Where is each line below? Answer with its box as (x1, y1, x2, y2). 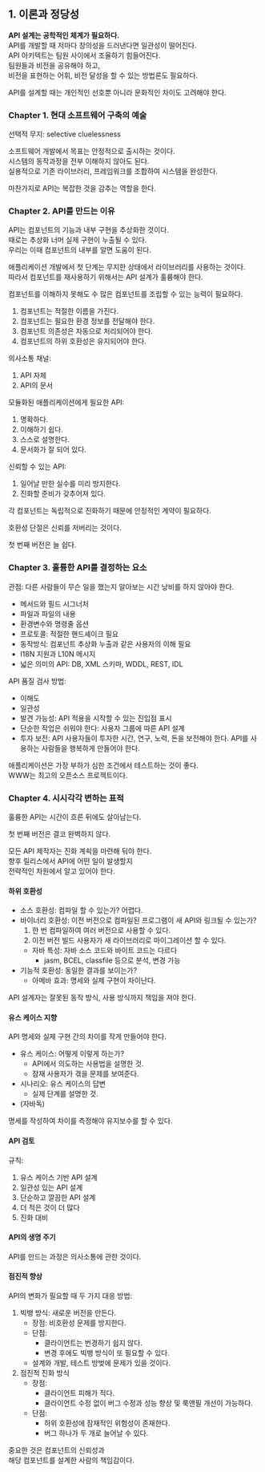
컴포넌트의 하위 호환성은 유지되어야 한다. (19, 336, 147, 347)
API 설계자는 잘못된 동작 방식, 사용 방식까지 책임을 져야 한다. (8, 993, 196, 1003)
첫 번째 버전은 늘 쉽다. (8, 540, 77, 549)
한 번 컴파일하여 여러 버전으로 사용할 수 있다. (31, 926, 171, 935)
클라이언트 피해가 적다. (43, 1389, 115, 1398)
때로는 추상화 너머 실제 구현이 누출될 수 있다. (8, 235, 147, 245)
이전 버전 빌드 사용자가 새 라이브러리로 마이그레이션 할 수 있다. (31, 935, 227, 945)
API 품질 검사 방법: (8, 676, 66, 686)
